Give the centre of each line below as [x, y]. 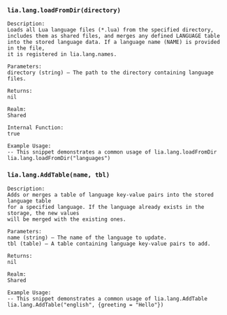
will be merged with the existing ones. [67, 219]
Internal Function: [36, 128]
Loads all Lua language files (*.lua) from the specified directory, [111, 30]
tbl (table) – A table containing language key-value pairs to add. [109, 244]
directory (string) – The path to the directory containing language [111, 73]
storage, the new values [43, 213]
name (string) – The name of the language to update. [87, 237]
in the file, [26, 48]
